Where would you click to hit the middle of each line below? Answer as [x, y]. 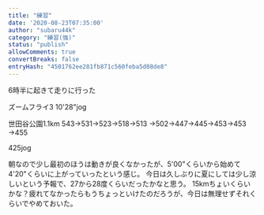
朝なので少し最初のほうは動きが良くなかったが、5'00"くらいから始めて [124, 164]
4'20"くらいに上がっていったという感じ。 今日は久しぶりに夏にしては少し [129, 173]
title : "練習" [30, 15]
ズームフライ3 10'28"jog [47, 106]
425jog [20, 147]
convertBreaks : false [44, 60]
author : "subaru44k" [42, 30]
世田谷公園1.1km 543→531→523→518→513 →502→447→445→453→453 [127, 124]
